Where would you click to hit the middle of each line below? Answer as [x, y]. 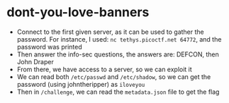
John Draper [35, 61]
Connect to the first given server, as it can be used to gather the [111, 32]
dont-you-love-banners [78, 12]
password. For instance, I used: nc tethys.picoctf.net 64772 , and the [119, 39]
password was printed [49, 47]
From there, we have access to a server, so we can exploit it [104, 69]
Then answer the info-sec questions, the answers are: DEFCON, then [118, 54]
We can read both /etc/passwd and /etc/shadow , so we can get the [114, 77]
